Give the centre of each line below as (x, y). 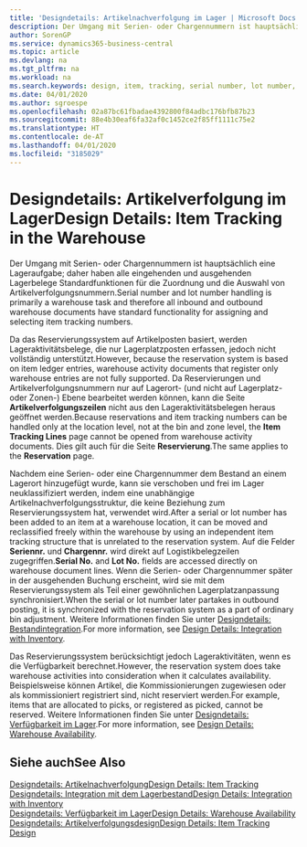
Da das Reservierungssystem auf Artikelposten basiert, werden (128, 339)
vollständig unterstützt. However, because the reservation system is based (149, 358)
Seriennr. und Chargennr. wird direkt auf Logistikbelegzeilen (125, 551)
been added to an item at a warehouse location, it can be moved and (138, 522)
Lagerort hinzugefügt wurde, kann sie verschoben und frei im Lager (137, 483)
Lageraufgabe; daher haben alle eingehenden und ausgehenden (131, 273)
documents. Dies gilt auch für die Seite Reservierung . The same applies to (149, 446)
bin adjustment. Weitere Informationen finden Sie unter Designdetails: (140, 619)
